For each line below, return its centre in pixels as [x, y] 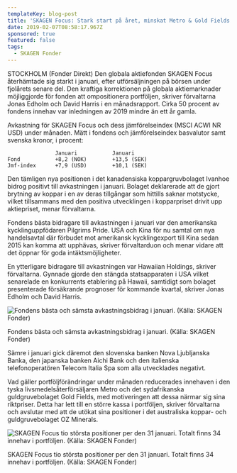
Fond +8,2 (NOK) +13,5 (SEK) [77, 159]
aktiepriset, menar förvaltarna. [51, 208]
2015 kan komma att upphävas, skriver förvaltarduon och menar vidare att [115, 245]
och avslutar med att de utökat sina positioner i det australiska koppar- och [117, 411]
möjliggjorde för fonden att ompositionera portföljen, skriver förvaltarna [112, 96]
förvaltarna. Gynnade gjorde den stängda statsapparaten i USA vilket [108, 274]
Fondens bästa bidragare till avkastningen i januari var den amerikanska [112, 222]
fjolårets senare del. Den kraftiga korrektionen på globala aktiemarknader [114, 89]
